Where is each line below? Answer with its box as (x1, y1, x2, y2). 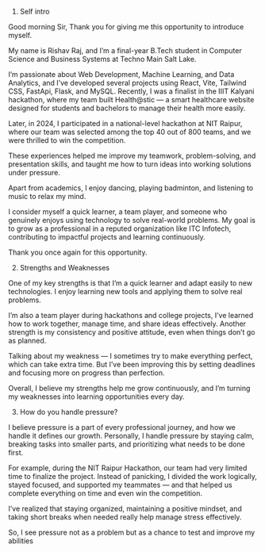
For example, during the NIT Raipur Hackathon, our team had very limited (8, 463, 248, 473)
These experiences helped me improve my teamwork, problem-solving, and (8, 151, 256, 160)
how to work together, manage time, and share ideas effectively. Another (8, 319, 247, 328)
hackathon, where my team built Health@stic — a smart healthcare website (8, 95, 255, 104)
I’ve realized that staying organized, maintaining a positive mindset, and (8, 504, 242, 513)
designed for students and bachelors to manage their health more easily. (8, 103, 246, 113)
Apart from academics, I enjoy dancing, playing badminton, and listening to (8, 183, 254, 193)
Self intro (19, 7, 50, 16)
